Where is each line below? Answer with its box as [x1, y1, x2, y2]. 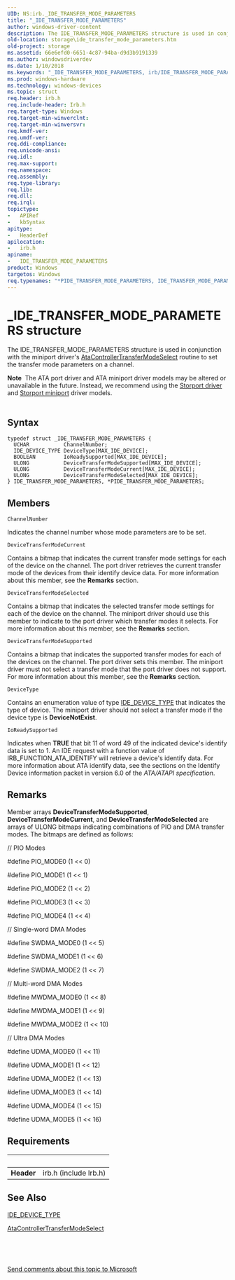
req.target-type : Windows [7, 108, 83, 115]
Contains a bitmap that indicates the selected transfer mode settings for [7, 602, 215, 610]
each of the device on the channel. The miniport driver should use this [7, 610, 210, 618]
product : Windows [7, 264, 58, 271]
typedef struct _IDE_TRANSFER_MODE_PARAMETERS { [7, 435, 152, 442]
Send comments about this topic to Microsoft [7, 1265, 138, 1273]
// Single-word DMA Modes [7, 925, 86, 933]
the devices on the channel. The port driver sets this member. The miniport [7, 658, 224, 666]
